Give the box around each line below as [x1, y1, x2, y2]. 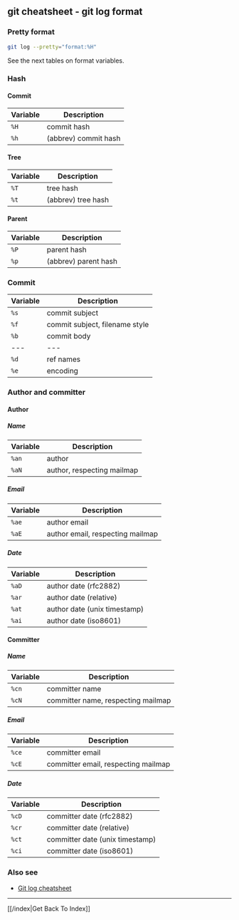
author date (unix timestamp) [46, 604, 144, 614]
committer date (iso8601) [46, 846, 134, 856]
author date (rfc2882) [46, 581, 121, 591]
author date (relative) [46, 592, 117, 602]
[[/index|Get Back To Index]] [7, 904, 90, 913]
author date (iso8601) [46, 616, 121, 626]
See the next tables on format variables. [7, 56, 124, 65]
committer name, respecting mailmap [46, 696, 171, 705]
